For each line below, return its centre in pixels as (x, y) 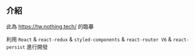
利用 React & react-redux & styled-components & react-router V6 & (89, 39)
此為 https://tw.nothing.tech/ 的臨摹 (50, 26)
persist (16, 47)
